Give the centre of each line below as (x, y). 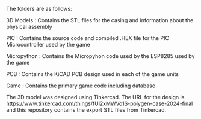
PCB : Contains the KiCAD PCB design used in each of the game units (93, 74)
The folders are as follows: (39, 9)
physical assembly (29, 27)
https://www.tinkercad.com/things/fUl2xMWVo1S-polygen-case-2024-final (100, 103)
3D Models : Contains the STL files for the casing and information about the (100, 20)
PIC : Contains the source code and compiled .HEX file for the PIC (88, 38)
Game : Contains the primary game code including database (81, 86)
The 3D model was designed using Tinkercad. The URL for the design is (95, 97)
